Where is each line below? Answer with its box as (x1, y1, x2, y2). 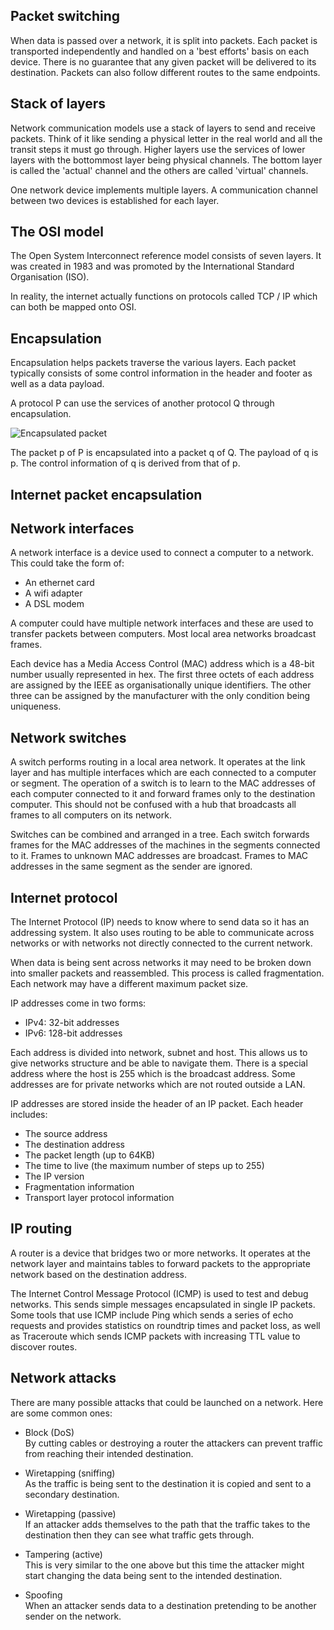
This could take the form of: (10, 557, 125, 569)
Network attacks (10, 1370, 117, 1387)
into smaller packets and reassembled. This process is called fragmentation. (10, 967, 325, 979)
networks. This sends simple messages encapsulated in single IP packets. (10, 1298, 316, 1310)
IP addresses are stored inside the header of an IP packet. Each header (10, 1098, 304, 1110)
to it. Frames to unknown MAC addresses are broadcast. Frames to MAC (10, 850, 309, 862)
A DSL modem (24, 598, 85, 610)
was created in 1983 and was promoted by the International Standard (10, 260, 295, 273)
